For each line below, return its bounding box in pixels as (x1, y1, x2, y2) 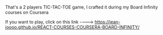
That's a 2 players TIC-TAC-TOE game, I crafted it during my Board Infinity (5, 4, 158, 10)
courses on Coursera (5, 9, 49, 15)
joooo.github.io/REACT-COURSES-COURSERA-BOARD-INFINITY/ (5, 24, 140, 30)
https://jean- (94, 19, 120, 25)
